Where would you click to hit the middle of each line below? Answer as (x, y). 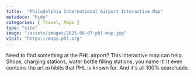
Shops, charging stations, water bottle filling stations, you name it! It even (94, 61)
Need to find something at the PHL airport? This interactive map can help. (95, 55)
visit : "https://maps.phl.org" (44, 39)
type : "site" (22, 28)
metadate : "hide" (27, 17)
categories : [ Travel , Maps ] (43, 22)
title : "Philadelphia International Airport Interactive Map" (85, 11)
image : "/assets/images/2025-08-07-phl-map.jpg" (66, 33)
